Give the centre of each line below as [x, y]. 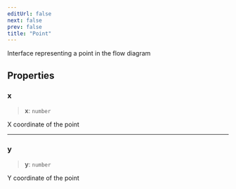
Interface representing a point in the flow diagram [79, 53]
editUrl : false [29, 14]
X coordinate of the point [43, 124]
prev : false [25, 27]
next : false [25, 20]
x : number [38, 110]
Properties [31, 76]
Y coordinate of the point [43, 178]
